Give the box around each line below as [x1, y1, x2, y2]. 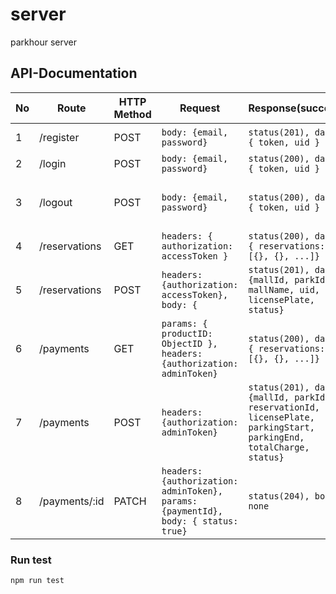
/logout [39, 195, 73, 209]
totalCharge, [248, 441, 310, 453]
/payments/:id [39, 494, 105, 508]
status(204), [248, 490, 310, 502]
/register [39, 130, 80, 144]
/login [39, 156, 67, 170]
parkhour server [10, 36, 77, 48]
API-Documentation [10, 65, 138, 82]
